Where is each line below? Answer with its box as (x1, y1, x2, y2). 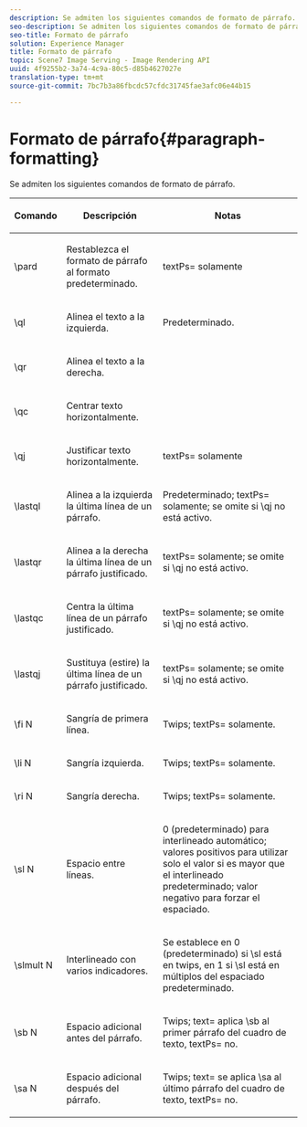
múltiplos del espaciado (163, 970, 265, 983)
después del (66, 1081, 120, 1094)
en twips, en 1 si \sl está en (163, 958, 281, 971)
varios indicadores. (66, 964, 149, 977)
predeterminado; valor (163, 879, 259, 892)
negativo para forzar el (163, 891, 260, 904)
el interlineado (163, 869, 224, 881)
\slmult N (14, 958, 53, 971)
